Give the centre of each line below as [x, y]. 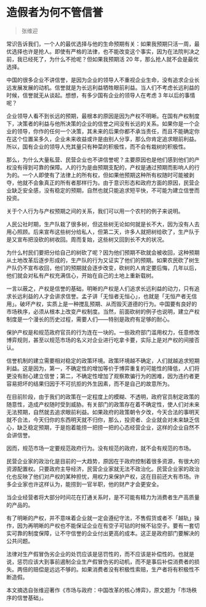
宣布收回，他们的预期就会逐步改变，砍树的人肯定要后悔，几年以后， [113, 268]
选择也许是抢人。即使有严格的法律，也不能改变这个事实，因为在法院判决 [103, 51]
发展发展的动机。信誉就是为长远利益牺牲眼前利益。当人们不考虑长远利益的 [105, 87]
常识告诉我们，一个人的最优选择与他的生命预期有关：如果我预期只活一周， [100, 44]
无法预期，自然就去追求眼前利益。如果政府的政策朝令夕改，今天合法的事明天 [103, 412]
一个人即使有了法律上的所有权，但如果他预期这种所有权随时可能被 [105, 175]
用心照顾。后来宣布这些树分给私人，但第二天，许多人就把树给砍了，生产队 [100, 231]
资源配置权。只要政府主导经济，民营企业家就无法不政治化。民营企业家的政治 [103, 469]
